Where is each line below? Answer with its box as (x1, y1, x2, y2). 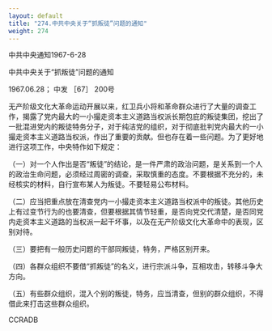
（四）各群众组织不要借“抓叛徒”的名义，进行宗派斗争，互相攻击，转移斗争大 (8, 261, 263, 271)
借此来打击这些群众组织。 (8, 299, 94, 308)
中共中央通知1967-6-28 (8, 50, 87, 60)
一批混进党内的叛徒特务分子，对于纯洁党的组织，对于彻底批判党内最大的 (8, 122, 249, 132)
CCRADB (8, 315, 39, 325)
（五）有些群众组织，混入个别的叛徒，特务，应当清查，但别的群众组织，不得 (8, 289, 264, 299)
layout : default (8, 11, 63, 20)
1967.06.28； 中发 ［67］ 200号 (8, 84, 115, 94)
